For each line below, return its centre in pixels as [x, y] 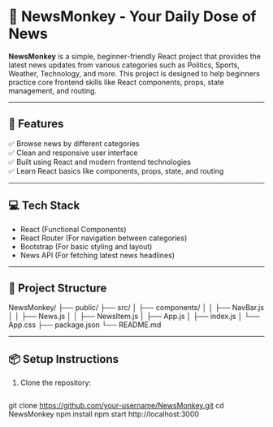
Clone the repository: [56, 383]
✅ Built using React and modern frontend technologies [100, 162]
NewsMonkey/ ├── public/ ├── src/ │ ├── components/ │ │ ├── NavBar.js [136, 308]
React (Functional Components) [74, 229]
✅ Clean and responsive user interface [73, 153]
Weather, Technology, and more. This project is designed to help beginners [134, 73]
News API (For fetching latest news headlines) [97, 255]
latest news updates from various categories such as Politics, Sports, [124, 65]
